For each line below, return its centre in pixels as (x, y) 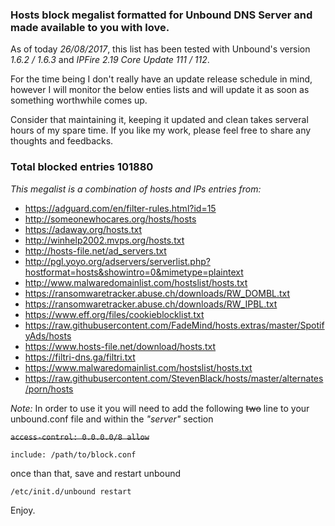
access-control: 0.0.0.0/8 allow (80, 437)
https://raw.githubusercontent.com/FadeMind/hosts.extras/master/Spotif (174, 325)
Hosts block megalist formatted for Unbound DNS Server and (161, 15)
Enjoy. (23, 510)
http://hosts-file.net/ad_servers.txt (95, 250)
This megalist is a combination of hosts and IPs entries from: (136, 189)
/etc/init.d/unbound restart (71, 491)
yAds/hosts (48, 335)
